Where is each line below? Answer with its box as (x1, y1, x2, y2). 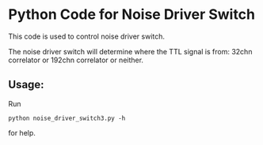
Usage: (8, 78, 45, 91)
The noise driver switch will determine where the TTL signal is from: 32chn (8, 46, 253, 56)
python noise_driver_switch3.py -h (8, 114, 126, 122)
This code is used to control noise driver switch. (8, 32, 165, 41)
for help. (8, 128, 36, 137)
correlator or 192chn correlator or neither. (8, 55, 144, 65)
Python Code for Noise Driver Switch (8, 6, 256, 24)
